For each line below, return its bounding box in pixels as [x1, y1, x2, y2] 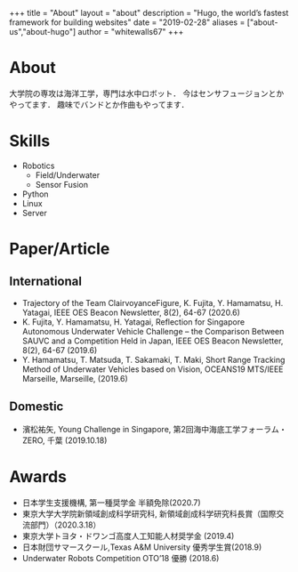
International [9, 274, 83, 289]
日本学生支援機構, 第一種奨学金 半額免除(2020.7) [21, 497, 202, 508]
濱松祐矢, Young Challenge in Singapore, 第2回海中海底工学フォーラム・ [21, 423, 287, 434]
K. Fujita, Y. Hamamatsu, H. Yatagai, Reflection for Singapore [21, 316, 246, 327]
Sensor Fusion [35, 179, 89, 189]
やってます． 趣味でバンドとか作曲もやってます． [9, 99, 189, 109]
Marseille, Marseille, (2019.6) [21, 373, 129, 383]
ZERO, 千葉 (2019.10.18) [21, 435, 108, 446]
